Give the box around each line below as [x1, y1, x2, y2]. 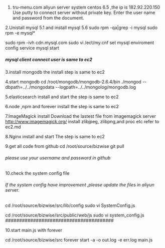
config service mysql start [5, 45, 59, 51]
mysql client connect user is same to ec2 [5, 56, 93, 62]
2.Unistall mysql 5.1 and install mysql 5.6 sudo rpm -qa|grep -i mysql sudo [5, 25, 158, 31]
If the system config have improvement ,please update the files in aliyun [5, 181, 154, 187]
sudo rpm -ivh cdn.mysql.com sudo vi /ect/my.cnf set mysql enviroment [5, 40, 154, 46]
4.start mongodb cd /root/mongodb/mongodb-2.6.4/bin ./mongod [5, 79, 141, 85]
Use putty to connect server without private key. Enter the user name [12, 10, 155, 16]
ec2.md [5, 124, 21, 130]
